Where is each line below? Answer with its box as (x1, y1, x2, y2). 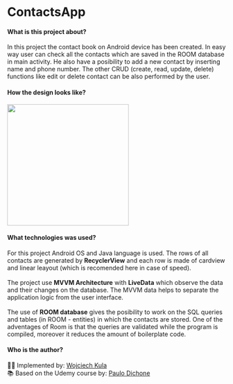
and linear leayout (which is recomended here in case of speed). (7, 263, 192, 272)
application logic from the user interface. (7, 293, 123, 302)
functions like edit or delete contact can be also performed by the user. (7, 72, 210, 80)
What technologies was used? (7, 234, 96, 242)
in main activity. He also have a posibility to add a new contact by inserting (7, 58, 221, 66)
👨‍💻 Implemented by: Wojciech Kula (7, 361, 107, 369)
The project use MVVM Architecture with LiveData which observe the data (7, 278, 223, 286)
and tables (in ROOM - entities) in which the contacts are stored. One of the (7, 315, 223, 323)
